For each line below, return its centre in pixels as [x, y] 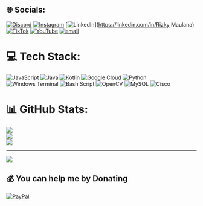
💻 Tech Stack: [43, 56]
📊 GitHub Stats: [47, 109]
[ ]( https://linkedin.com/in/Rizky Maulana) [130, 24]
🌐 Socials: [26, 10]
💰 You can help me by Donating [67, 179]
